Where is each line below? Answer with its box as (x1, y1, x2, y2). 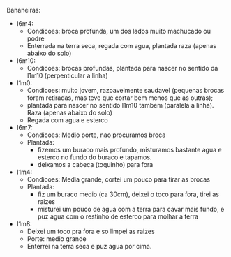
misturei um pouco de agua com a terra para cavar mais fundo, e (37, 205, 225, 213)
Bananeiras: (6, 6, 41, 14)
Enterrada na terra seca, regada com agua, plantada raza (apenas (27, 42, 217, 50)
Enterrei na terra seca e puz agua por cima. (27, 242, 152, 250)
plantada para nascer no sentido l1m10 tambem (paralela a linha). (27, 101, 214, 109)
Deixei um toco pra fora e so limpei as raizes (27, 227, 155, 235)
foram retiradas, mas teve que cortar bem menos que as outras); (27, 94, 214, 102)
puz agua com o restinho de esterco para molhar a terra (37, 212, 199, 221)
